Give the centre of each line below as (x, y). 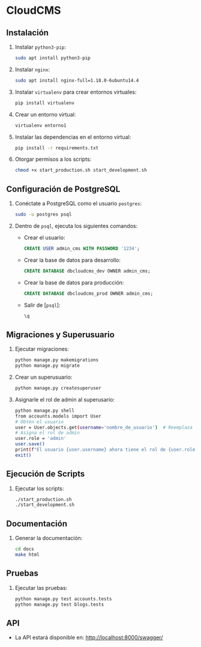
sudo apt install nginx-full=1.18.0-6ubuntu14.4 (77, 80)
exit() (23, 455)
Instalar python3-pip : (40, 47)
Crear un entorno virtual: (45, 114)
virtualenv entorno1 (40, 125)
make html (27, 555)
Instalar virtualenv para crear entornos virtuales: (76, 92)
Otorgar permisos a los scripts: (53, 159)
